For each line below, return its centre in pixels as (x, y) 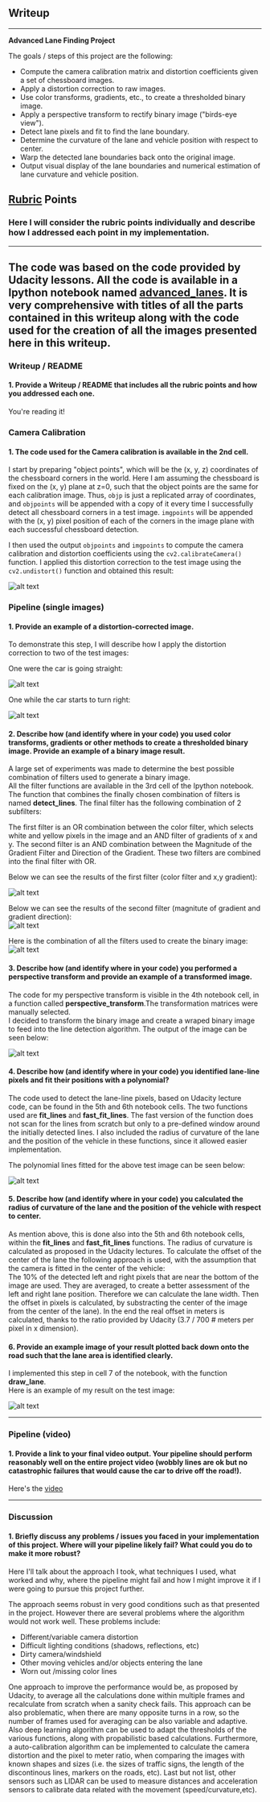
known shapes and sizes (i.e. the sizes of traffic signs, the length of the (127, 1763)
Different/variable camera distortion (79, 1637)
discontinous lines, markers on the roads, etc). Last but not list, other (122, 1772)
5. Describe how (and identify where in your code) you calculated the (126, 1199)
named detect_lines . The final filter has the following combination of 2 (125, 803)
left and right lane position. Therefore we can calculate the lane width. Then (134, 1294)
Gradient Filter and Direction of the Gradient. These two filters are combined (135, 853)
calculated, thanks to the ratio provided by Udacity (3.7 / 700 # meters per (131, 1320)
